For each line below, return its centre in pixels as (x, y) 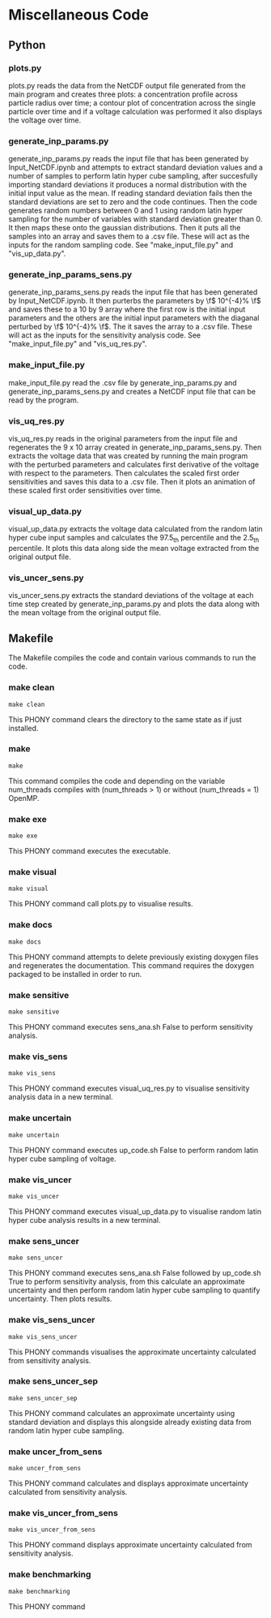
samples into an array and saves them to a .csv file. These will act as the (129, 236)
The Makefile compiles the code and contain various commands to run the (132, 658)
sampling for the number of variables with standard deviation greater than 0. (135, 219)
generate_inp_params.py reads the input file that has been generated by (129, 159)
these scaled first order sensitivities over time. (85, 491)
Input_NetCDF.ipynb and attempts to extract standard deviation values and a (135, 167)
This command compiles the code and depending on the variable (117, 781)
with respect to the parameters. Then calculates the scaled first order (124, 473)
